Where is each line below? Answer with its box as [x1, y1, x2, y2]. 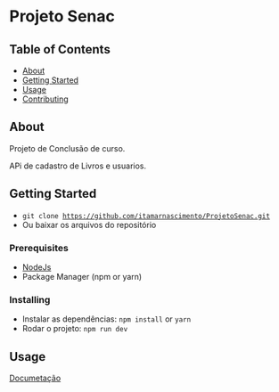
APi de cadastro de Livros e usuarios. [9, 160, 147, 171]
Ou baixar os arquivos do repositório [21, 219, 157, 230]
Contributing [21, 94, 69, 104]
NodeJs [21, 261, 52, 273]
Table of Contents [9, 42, 111, 57]
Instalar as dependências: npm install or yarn [21, 314, 192, 324]
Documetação [9, 372, 62, 384]
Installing [9, 293, 51, 306]
